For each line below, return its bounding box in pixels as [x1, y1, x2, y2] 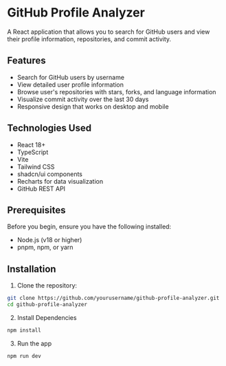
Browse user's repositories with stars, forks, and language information [16, 87, 216, 96]
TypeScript [16, 148, 49, 156]
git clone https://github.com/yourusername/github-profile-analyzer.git [7, 294, 220, 302]
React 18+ [16, 140, 46, 149]
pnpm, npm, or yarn [16, 243, 74, 252]
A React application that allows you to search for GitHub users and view [7, 28, 210, 36]
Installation [7, 263, 56, 274]
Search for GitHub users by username [16, 73, 125, 81]
